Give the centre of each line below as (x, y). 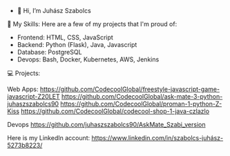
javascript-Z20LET (33, 96)
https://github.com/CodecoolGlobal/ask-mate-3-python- (142, 96)
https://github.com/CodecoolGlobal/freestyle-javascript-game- (130, 89)
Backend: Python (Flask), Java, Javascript (77, 45)
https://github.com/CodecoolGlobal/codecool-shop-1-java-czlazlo (115, 111)
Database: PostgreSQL (49, 52)
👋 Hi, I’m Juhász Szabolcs (54, 11)
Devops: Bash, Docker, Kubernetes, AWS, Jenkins (88, 59)
